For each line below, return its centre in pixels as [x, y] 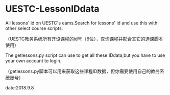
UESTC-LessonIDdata [52, 9]
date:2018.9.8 [20, 87]
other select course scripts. [34, 28]
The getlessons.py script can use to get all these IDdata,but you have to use [85, 55]
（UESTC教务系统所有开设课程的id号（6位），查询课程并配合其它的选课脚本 [84, 39]
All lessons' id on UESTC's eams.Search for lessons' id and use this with [81, 23]
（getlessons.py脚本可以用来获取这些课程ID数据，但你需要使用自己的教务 [82, 71]
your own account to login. [33, 60]
